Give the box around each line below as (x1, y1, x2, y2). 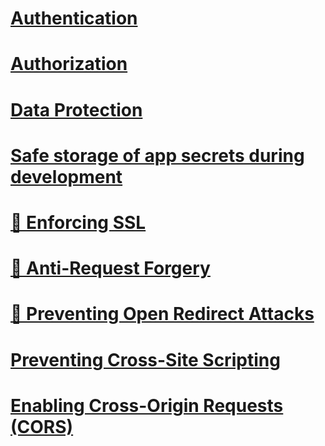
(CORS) (10, 415, 74, 438)
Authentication (10, 7, 138, 30)
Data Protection (10, 98, 143, 121)
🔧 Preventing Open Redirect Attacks (10, 303, 315, 326)
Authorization (10, 53, 128, 76)
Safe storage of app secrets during (10, 144, 305, 167)
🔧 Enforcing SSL (10, 211, 147, 234)
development (10, 165, 123, 188)
